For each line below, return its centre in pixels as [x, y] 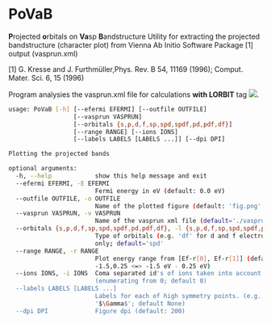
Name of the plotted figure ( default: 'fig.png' [178, 206]
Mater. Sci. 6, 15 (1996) [46, 78]
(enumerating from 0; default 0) [151, 281]
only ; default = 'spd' [129, 243]
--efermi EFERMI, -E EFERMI [63, 183]
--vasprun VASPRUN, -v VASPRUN [68, 214]
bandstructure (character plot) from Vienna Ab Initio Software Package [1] [131, 44]
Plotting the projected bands [59, 154]
